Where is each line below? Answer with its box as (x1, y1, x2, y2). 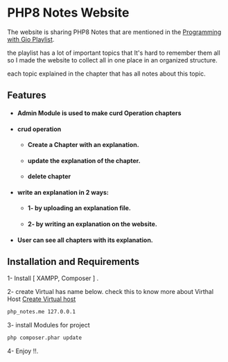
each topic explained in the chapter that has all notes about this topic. (7, 69, 206, 78)
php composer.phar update (7, 334, 82, 341)
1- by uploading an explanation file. (27, 204, 132, 212)
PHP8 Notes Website (7, 5, 130, 21)
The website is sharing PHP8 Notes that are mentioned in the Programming (7, 28, 222, 36)
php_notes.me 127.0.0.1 (7, 309, 76, 316)
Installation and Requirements (7, 256, 140, 268)
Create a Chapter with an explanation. (27, 141, 140, 149)
